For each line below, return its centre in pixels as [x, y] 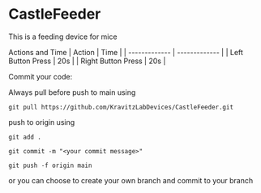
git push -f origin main [50, 165]
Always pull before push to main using [72, 92]
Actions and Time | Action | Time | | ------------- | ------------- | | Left [126, 52]
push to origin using [42, 122]
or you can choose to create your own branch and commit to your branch [131, 180]
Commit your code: [41, 76]
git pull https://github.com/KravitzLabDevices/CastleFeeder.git [121, 107]
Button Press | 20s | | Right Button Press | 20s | [87, 61]
